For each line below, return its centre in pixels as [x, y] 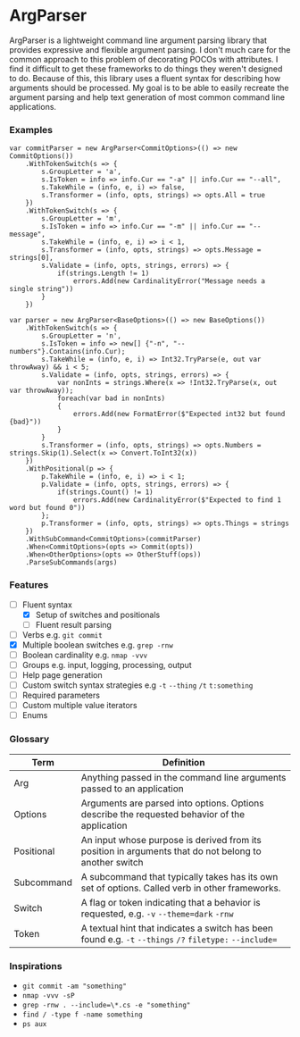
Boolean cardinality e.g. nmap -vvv [85, 655]
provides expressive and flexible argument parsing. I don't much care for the [150, 49]
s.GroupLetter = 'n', [82, 336]
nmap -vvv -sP [48, 995]
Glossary [29, 740]
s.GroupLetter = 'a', [82, 172]
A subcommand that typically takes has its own [179, 876]
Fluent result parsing [73, 624]
